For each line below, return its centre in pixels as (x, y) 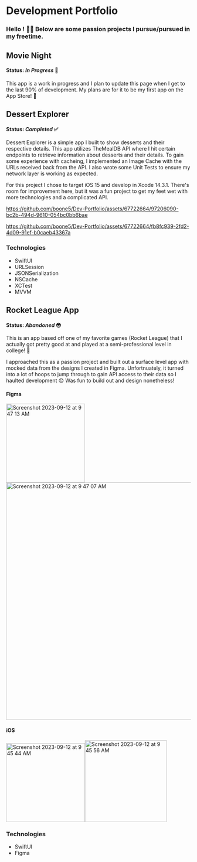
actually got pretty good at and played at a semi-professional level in (89, 345)
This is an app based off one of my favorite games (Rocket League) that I (94, 338)
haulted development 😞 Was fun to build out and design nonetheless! (90, 381)
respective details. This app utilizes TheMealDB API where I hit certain (91, 149)
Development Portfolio (62, 11)
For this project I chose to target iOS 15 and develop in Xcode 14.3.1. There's (98, 185)
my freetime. (25, 36)
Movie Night (29, 55)
